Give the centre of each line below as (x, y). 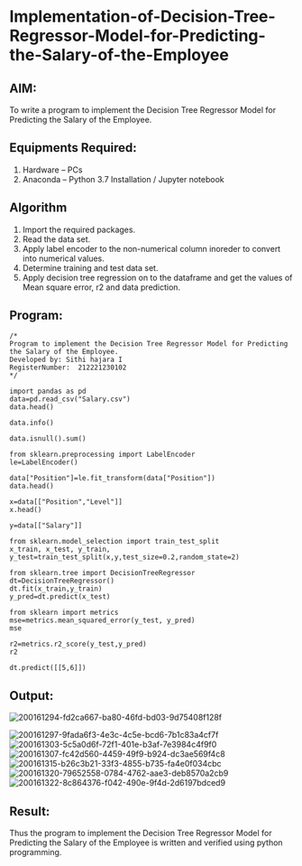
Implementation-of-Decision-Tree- (143, 17)
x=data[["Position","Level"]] (66, 502)
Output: (32, 696)
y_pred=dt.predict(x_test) (60, 597)
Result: (30, 811)
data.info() (32, 423)
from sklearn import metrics (64, 613)
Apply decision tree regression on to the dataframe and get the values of (157, 277)
